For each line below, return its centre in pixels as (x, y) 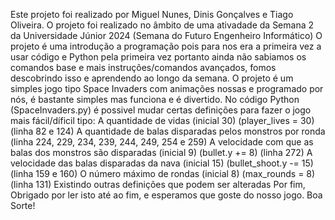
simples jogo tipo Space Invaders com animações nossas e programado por (167, 88)
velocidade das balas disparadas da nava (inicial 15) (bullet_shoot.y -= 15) (162, 163)
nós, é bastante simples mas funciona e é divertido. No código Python (155, 99)
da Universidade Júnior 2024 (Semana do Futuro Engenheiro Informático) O (166, 35)
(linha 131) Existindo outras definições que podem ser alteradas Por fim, (158, 184)
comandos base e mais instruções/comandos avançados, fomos (143, 67)
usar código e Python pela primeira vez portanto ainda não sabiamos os (158, 57)
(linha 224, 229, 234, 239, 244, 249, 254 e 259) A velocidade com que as (162, 142)
